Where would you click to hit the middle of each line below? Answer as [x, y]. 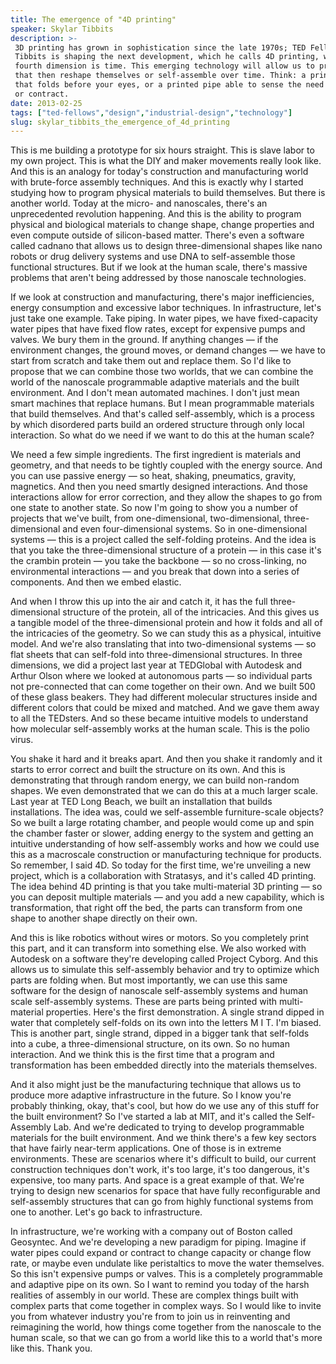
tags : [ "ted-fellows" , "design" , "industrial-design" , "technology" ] [151, 112]
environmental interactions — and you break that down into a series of [155, 572]
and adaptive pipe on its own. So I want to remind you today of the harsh [160, 1285]
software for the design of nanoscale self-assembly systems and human [159, 991]
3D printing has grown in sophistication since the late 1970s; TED [160, 47]
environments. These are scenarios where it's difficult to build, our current [163, 1159]
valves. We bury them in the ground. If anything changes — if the [144, 340]
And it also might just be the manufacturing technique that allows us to [156, 1085]
